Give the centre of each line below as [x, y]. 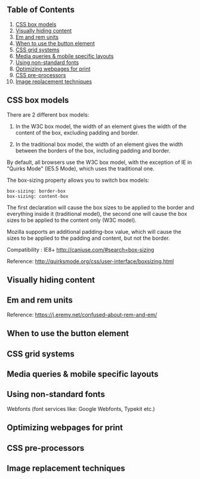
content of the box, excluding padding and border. [77, 132]
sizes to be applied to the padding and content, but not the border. [88, 238]
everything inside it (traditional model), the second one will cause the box [97, 213]
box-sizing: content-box [38, 196]
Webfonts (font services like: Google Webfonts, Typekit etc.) [81, 408]
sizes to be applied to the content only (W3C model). [72, 220]
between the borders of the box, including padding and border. [93, 150]
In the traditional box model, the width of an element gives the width [99, 144]
